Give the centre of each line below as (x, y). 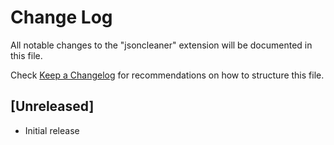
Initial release (52, 130)
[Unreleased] (52, 106)
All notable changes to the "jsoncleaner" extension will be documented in (161, 45)
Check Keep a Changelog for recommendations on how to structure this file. (167, 75)
